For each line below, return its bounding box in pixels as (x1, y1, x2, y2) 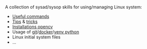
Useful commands (12, 14, 49, 19)
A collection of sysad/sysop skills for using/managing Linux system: (5, 4, 142, 10)
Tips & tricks (12, 19, 38, 24)
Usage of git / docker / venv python (12, 29, 79, 34)
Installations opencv (12, 24, 53, 30)
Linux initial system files (12, 34, 61, 40)
